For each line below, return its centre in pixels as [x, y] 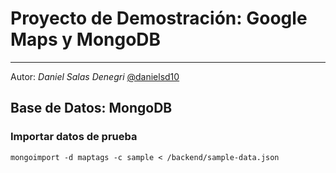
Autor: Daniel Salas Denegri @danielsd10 [95, 76]
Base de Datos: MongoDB [91, 108]
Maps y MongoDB [86, 39]
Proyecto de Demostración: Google [159, 18]
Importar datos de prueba [74, 137]
